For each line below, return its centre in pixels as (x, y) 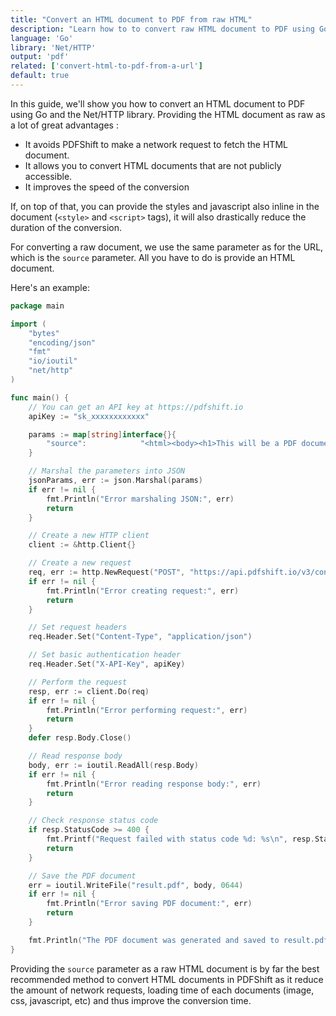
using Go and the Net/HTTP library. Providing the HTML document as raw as (168, 114)
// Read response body (75, 756)
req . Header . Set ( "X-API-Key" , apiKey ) (107, 664)
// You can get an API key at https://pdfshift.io (136, 407)
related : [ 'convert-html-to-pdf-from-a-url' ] (106, 66)
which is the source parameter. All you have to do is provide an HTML (153, 257)
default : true (40, 76)
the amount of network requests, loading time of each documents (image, (162, 990)
